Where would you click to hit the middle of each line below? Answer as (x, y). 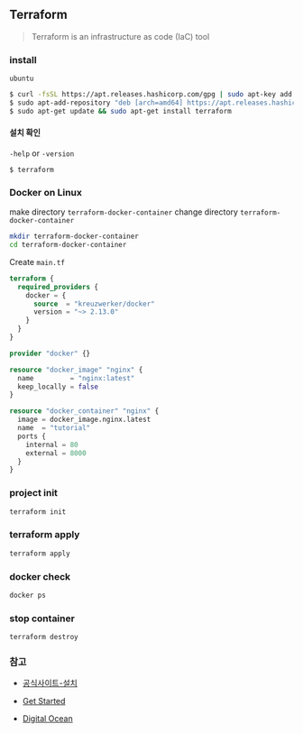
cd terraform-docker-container (68, 245)
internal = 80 (52, 444)
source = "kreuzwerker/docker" (94, 304)
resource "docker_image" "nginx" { (76, 370)
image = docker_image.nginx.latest (84, 420)
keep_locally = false (58, 387)
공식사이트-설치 (50, 683)
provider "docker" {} (50, 353)
